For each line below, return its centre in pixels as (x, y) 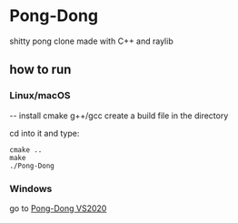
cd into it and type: (45, 133)
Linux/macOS (40, 96)
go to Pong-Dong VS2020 (58, 208)
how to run (40, 70)
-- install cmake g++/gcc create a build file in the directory (119, 116)
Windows (31, 188)
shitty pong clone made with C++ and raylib (92, 41)
